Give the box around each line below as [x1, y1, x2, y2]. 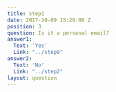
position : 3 [7, 23, 41, 30]
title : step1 [7, 10, 45, 17]
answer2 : [7, 55, 32, 62]
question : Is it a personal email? [7, 29, 110, 37]
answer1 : [7, 36, 32, 43]
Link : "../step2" [13, 68, 64, 75]
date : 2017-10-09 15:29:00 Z [7, 17, 91, 24]
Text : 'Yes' [13, 42, 48, 49]
